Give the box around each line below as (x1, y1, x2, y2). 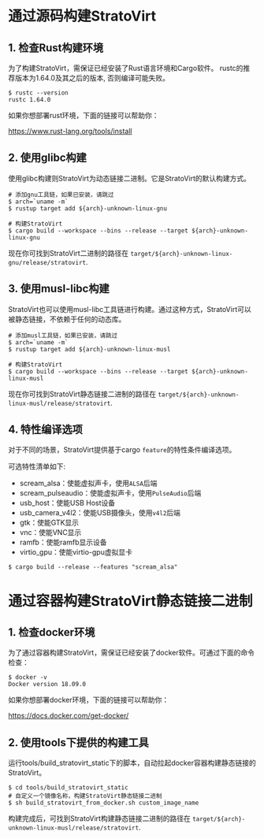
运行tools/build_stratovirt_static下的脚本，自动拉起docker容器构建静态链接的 (8, 758, 256, 768)
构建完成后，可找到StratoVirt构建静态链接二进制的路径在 (8, 814, 191, 823)
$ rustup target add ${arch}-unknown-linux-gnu (8, 204, 168, 213)
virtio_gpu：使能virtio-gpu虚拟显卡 (19, 548, 132, 557)
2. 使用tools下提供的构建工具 (8, 736, 150, 749)
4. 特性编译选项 (8, 423, 83, 436)
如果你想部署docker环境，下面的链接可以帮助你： (8, 695, 169, 705)
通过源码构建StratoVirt (8, 7, 157, 25)
